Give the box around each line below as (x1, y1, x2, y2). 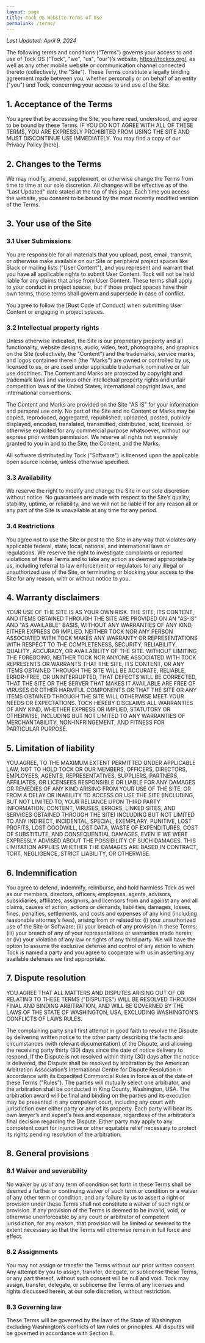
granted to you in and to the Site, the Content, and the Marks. (6, 440, 160, 447)
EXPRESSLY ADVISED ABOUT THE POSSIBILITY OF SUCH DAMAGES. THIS (6, 837, 196, 844)
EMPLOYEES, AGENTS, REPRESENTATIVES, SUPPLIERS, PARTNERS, (6, 772, 179, 780)
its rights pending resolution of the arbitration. (6, 1131, 122, 1138)
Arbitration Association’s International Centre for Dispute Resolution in (6, 1066, 182, 1073)
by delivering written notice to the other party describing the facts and (6, 1033, 183, 1041)
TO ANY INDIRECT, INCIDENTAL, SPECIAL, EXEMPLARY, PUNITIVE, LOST (6, 817, 192, 825)
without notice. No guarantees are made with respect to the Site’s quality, (6, 494, 190, 501)
